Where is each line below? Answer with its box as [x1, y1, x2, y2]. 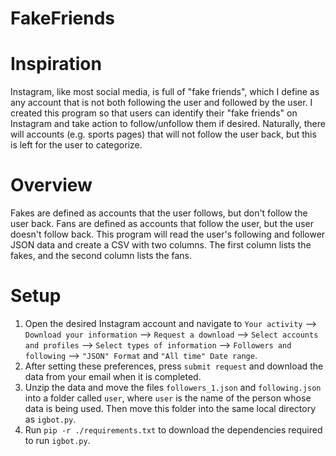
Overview [10, 174, 93, 197]
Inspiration [10, 53, 102, 76]
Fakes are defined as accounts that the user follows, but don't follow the [10, 207, 308, 219]
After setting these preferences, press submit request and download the [24, 360, 324, 372]
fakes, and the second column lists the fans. [10, 250, 192, 262]
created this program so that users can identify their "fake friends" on [10, 107, 298, 119]
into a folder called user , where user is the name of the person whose [24, 392, 312, 404]
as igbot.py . [24, 413, 77, 425]
